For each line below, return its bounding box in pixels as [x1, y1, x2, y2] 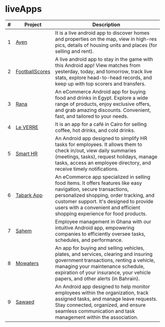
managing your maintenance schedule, [55, 263, 145, 270]
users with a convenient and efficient [55, 204, 140, 211]
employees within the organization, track [55, 289, 149, 296]
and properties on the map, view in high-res [55, 35, 157, 42]
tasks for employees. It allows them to [55, 141, 142, 148]
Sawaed [15, 298, 34, 305]
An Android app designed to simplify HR [55, 135, 147, 142]
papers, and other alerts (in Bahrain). [55, 275, 140, 282]
